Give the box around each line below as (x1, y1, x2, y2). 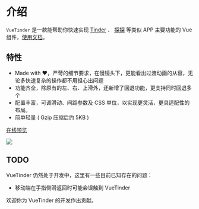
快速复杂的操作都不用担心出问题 (25, 76, 104, 83)
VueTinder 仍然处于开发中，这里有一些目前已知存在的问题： (6, 171, 153, 178)
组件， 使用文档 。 (6, 33, 48, 40)
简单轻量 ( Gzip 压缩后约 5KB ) (14, 114, 89, 121)
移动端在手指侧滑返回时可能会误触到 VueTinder (14, 184, 131, 191)
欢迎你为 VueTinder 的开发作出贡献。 (6, 197, 97, 204)
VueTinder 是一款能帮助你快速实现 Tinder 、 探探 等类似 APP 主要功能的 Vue (6, 26, 192, 33)
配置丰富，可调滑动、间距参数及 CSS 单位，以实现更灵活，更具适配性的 (14, 99, 190, 106)
